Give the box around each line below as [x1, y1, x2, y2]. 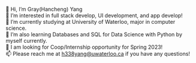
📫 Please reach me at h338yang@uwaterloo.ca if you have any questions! [5, 51, 190, 57]
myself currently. [5, 37, 47, 44]
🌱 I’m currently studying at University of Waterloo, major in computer [5, 18, 176, 25]
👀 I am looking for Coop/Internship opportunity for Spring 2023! [5, 43, 163, 51]
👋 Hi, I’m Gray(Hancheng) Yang [5, 6, 83, 12]
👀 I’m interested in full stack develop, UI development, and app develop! [5, 12, 183, 19]
